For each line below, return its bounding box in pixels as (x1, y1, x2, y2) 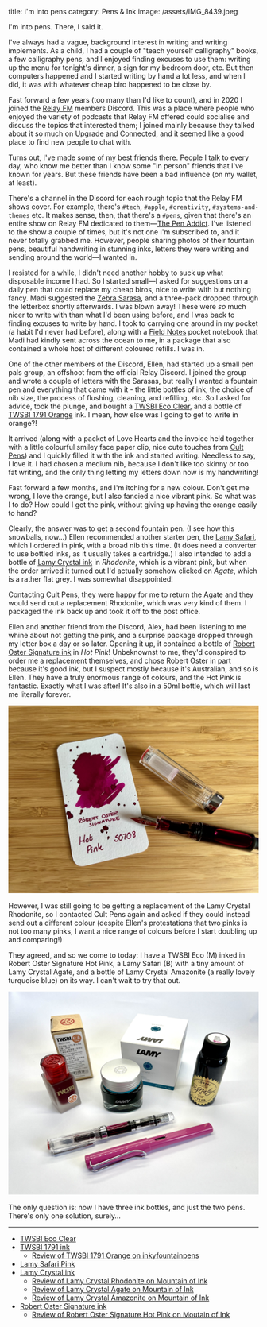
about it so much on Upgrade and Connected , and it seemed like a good (8, 129, 245, 138)
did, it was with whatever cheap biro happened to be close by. (8, 79, 212, 89)
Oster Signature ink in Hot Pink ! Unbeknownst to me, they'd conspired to (8, 648, 246, 656)
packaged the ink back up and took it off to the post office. (8, 607, 201, 616)
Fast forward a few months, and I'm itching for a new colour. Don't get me (8, 483, 250, 492)
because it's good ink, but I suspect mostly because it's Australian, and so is (8, 664, 259, 674)
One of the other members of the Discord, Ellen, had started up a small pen (8, 359, 254, 369)
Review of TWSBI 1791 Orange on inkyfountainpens (31, 1251, 199, 1260)
